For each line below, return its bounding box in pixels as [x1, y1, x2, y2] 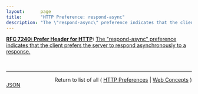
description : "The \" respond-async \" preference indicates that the [6, 19, 178, 25]
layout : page [6, 8, 51, 15]
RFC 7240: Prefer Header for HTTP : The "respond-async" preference [6, 36, 177, 43]
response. [6, 48, 31, 55]
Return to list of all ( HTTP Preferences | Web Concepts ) [54, 76, 192, 83]
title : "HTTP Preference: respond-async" [6, 14, 126, 20]
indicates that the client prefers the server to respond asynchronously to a [6, 42, 187, 49]
